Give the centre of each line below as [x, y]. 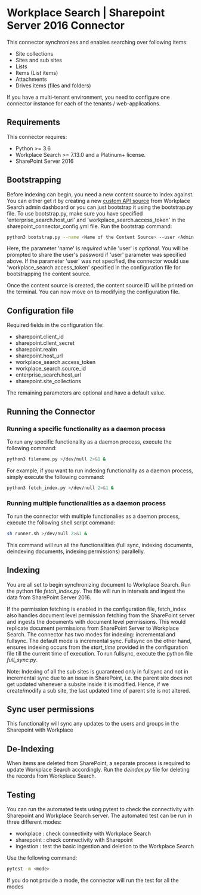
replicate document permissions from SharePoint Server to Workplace [93, 628]
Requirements [33, 122]
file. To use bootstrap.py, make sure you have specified [75, 213]
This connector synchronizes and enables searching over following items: [98, 42]
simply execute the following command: [56, 477]
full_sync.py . [22, 660]
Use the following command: [42, 858]
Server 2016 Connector [66, 25]
